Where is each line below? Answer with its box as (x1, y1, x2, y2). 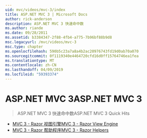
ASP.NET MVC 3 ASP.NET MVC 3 (5, 93, 143, 105)
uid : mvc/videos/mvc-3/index (5, 7, 66, 12)
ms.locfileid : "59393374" (5, 72, 59, 77)
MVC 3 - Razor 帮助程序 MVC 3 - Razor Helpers (12, 127, 109, 133)
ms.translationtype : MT (5, 58, 55, 63)
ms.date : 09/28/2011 (5, 30, 48, 35)
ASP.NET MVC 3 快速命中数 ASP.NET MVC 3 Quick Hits (17, 110, 130, 116)
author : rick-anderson (5, 16, 52, 21)
